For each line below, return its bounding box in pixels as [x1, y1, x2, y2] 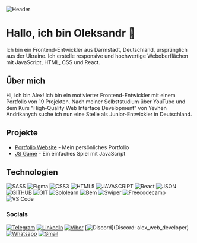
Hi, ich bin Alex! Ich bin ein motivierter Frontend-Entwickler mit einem [6, 91, 176, 99]
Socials [6, 210, 28, 219]
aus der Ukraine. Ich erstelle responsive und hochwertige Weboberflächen [6, 52, 189, 59]
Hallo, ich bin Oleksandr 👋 [6, 27, 135, 40]
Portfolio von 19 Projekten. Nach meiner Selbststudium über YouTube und [6, 98, 186, 105]
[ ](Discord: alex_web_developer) [85, 223, 189, 231]
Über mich [6, 76, 46, 86]
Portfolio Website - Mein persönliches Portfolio [14, 143, 129, 151]
